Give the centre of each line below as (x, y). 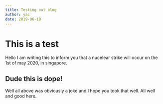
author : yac (17, 14)
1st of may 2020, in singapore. (36, 63)
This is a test (32, 44)
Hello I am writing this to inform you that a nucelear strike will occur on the (81, 57)
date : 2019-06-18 (23, 19)
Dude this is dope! (34, 79)
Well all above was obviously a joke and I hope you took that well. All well (80, 91)
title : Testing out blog (31, 10)
